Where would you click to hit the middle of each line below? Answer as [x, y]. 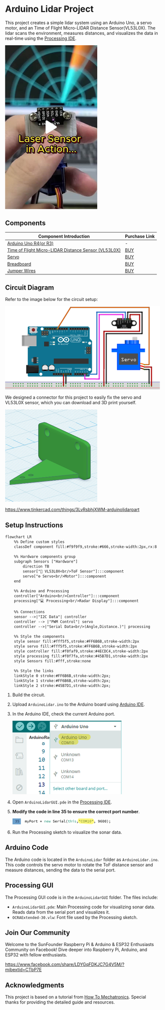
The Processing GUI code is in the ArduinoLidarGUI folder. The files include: [82, 897]
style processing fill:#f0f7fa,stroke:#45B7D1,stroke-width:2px [81, 656]
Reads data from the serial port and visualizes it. [61, 912]
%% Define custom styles [39, 542]
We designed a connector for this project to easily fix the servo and [73, 397]
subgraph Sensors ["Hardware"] [46, 562]
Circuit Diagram [29, 287]
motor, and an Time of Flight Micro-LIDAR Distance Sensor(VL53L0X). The [80, 28]
